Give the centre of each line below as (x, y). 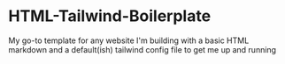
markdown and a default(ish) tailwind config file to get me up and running (142, 49)
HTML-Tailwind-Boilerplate (110, 16)
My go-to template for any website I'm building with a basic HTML (129, 40)
